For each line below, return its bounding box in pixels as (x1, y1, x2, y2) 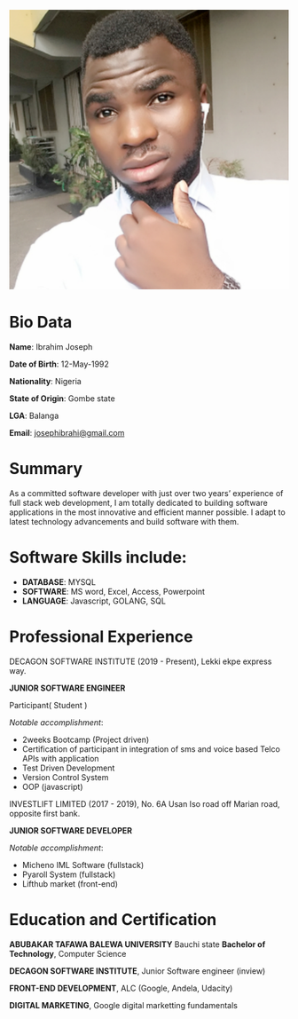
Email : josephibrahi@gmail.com (9, 427, 125, 438)
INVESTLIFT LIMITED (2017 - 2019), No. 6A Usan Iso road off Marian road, (9, 798, 281, 809)
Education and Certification (9, 909, 217, 929)
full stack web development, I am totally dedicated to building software (9, 497, 268, 508)
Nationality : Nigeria (9, 375, 82, 386)
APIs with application (21, 753, 99, 763)
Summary (9, 459, 82, 479)
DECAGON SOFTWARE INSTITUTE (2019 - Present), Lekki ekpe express (9, 656, 272, 667)
